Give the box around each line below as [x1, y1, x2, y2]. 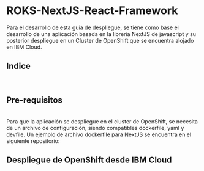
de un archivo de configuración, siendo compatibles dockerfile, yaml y [6, 124, 184, 131]
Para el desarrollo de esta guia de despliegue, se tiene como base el [6, 24, 179, 31]
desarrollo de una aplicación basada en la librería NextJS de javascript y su [6, 30, 197, 37]
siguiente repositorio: [6, 137, 60, 144]
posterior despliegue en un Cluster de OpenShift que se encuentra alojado [6, 37, 194, 44]
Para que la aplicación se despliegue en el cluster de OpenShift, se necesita [6, 117, 198, 125]
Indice [6, 61, 31, 71]
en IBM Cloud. [6, 43, 42, 51]
